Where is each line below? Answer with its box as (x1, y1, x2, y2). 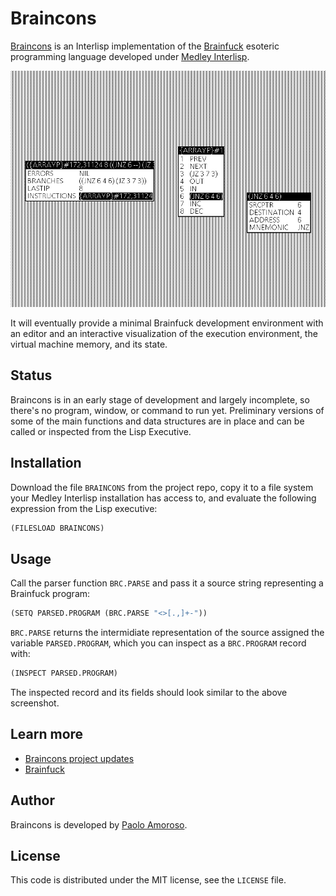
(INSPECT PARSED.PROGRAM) (10, 668, 118, 679)
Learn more (10, 726, 84, 743)
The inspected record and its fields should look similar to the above (10, 687, 288, 698)
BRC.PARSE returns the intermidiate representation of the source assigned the (10, 627, 325, 639)
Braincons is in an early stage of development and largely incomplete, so (10, 393, 310, 406)
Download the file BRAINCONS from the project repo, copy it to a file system (10, 481, 314, 493)
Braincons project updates (24, 752, 135, 764)
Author (10, 792, 55, 809)
